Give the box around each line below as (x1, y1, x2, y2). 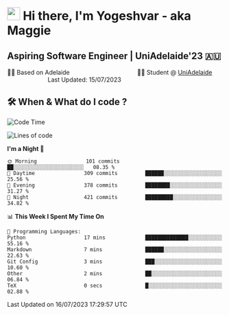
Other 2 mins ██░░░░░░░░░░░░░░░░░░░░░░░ (7, 270, 223, 277)
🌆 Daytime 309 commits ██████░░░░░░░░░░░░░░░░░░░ (7, 170, 223, 176)
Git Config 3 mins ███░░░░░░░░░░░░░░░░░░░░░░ (7, 258, 223, 265)
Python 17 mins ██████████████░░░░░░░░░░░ (7, 234, 223, 241)
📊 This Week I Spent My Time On (7, 212, 104, 220)
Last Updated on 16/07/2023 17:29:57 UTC (7, 300, 128, 308)
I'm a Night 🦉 (7, 144, 45, 152)
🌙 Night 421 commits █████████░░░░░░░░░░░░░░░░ (7, 194, 223, 200)
